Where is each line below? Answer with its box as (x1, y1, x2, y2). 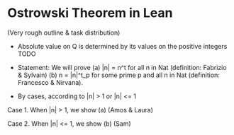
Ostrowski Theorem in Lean (7, 5, 173, 21)
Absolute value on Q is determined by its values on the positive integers (17, 42, 228, 50)
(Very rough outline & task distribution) (7, 28, 121, 37)
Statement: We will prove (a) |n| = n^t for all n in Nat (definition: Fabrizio (17, 63, 227, 71)
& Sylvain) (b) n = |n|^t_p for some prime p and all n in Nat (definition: (17, 71, 220, 79)
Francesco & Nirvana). (17, 78, 84, 86)
